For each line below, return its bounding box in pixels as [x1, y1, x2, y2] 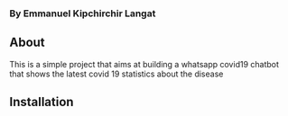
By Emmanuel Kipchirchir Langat [9, 7, 156, 20]
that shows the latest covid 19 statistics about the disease [9, 68, 224, 79]
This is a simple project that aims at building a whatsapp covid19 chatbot [9, 58, 280, 69]
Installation [9, 94, 74, 110]
